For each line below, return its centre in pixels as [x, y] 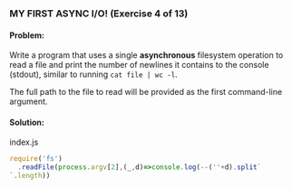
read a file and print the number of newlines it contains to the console [139, 65]
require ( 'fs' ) [36, 159]
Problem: [27, 35]
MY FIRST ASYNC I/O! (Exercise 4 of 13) [99, 14]
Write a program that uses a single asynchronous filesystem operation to [146, 55]
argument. [29, 101]
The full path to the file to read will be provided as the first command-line [146, 92]
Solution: [27, 122]
